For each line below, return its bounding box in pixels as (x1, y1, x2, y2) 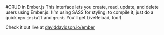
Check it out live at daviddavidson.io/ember (5, 24, 95, 30)
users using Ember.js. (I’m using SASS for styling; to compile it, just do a (5, 9, 154, 15)
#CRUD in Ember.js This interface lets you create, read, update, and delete (5, 4, 159, 10)
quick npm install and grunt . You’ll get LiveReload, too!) (5, 15, 122, 20)
